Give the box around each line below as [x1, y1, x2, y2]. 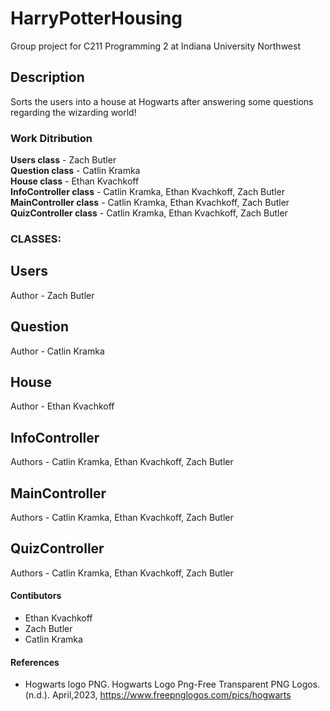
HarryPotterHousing [10, 7, 183, 30]
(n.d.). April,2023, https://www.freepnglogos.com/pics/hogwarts [24, 689, 292, 701]
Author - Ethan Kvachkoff [10, 400, 115, 412]
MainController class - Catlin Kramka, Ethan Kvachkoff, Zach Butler [10, 197, 290, 209]
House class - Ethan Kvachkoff [10, 175, 140, 187]
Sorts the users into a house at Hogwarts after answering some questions [10, 95, 314, 107]
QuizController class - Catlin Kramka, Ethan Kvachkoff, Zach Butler [10, 207, 288, 219]
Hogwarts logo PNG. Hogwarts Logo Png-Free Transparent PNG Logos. [24, 678, 321, 691]
